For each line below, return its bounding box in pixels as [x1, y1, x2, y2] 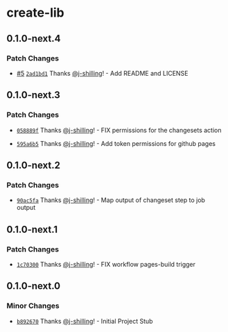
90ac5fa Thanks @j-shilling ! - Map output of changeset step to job [16, 196, 206, 204]
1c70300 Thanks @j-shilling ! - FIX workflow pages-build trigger [16, 260, 195, 268]
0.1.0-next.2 [6, 159, 60, 171]
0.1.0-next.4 [6, 33, 61, 44]
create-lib [6, 5, 64, 21]
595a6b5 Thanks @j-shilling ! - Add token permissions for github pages [16, 139, 216, 147]
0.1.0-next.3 [6, 89, 60, 101]
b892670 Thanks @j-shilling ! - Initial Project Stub [16, 317, 153, 325]
